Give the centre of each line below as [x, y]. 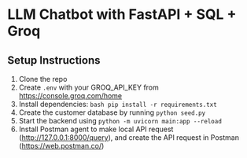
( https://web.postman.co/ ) [61, 146]
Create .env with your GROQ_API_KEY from [88, 87]
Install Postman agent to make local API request [96, 129]
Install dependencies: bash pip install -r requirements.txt [118, 104]
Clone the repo [43, 79]
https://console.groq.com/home [70, 96]
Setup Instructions [54, 60]
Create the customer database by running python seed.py [112, 112]
